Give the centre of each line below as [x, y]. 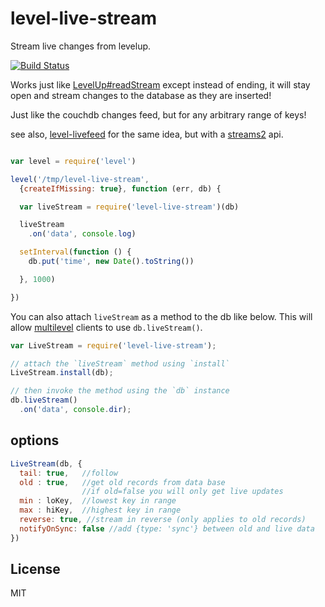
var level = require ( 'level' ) [73, 161]
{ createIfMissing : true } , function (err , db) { [120, 188]
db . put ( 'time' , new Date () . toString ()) [111, 262]
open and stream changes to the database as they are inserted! [141, 95]
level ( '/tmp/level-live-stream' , [80, 179]
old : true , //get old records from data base [122, 482]
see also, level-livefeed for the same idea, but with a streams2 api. [147, 134]
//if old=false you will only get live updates [182, 492]
